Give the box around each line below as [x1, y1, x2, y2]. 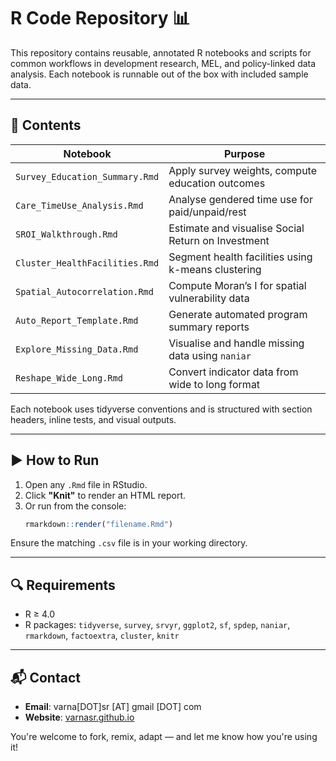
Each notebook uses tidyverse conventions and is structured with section [10, 403, 313, 415]
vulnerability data [168, 291, 250, 305]
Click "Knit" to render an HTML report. [24, 489, 187, 501]
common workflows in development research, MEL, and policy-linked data [10, 57, 317, 69]
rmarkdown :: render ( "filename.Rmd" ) [24, 519, 174, 529]
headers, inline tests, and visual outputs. [10, 413, 177, 425]
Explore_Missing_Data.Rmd [15, 343, 139, 355]
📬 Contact [10, 669, 81, 686]
